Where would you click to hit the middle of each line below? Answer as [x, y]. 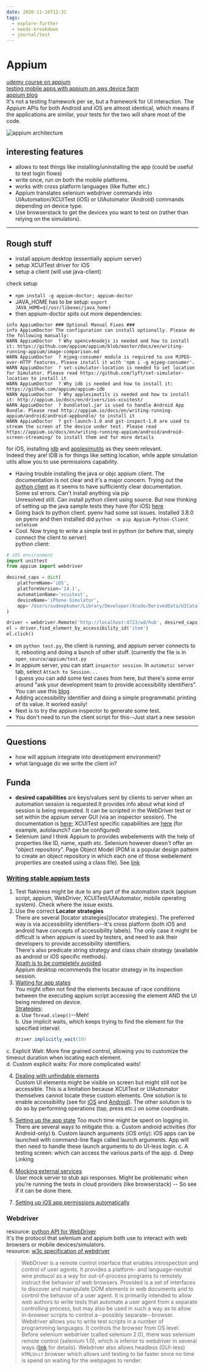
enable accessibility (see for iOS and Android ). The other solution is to [103, 1101]
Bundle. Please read [33, 411]
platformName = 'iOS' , [43, 583]
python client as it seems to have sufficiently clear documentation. [99, 486]
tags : [13, 18]
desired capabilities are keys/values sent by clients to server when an [104, 797]
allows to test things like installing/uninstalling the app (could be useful [104, 166]
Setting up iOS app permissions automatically [72, 1202]
